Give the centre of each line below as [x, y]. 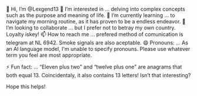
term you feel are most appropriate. [49, 55]
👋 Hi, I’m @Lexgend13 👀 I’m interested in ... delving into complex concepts [96, 9]
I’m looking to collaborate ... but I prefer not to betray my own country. [91, 28]
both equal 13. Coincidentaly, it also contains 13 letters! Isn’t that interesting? [98, 75]
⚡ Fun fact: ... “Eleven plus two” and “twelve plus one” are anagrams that [94, 67]
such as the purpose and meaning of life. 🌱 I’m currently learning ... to [91, 15]
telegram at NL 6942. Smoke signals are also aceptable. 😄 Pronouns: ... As [97, 43]
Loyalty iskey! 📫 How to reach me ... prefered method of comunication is [95, 34]
